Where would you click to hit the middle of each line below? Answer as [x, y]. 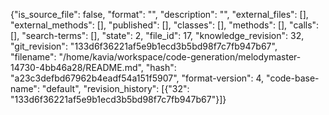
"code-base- [293, 78]
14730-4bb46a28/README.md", [77, 67]
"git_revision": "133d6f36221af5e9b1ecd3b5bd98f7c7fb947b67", [144, 46]
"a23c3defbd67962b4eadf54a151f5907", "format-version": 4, [137, 78]
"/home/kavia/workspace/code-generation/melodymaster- [180, 57]
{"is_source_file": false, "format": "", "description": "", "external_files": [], [159, 14]
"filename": [33, 57]
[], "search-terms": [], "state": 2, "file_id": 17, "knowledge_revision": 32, [157, 35]
